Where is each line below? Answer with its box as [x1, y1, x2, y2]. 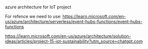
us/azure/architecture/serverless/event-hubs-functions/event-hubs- [5, 19, 143, 24]
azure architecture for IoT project [5, 4, 72, 10]
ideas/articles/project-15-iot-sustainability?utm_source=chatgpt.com [5, 38, 143, 44]
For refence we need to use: [5, 14, 62, 19]
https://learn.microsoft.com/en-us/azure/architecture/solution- [5, 33, 131, 39]
